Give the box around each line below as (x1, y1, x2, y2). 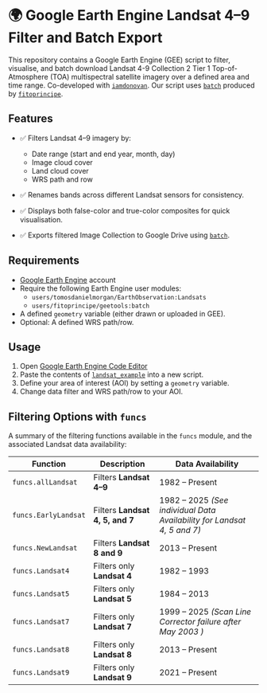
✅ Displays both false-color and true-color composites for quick (19, 206, 230, 215)
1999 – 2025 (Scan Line (159, 606, 252, 617)
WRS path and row (31, 174, 93, 184)
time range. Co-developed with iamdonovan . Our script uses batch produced (8, 80, 255, 90)
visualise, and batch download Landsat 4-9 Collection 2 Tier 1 (8, 63, 211, 72)
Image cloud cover (31, 157, 93, 167)
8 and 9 (93, 547, 123, 558)
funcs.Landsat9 (12, 668, 70, 677)
